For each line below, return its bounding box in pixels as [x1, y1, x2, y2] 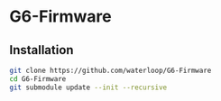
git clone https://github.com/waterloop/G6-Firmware [9, 66, 212, 75]
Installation [9, 42, 74, 58]
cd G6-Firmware [9, 74, 67, 83]
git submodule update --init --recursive [9, 83, 168, 92]
